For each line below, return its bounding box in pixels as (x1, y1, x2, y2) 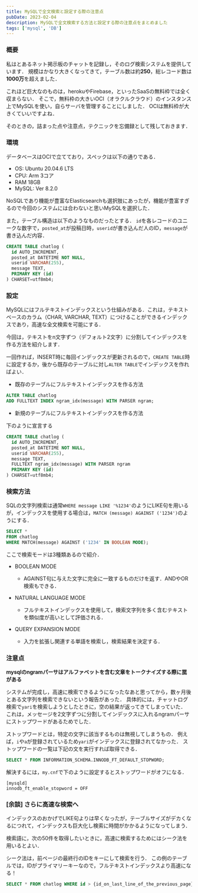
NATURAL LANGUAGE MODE (14, 594, 86, 601)
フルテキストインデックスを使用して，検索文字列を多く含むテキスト (23, 606, 188, 613)
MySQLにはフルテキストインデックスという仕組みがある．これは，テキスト (6, 306, 189, 313)
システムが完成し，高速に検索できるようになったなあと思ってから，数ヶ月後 (6, 689, 192, 696)
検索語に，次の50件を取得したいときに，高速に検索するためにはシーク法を (6, 834, 187, 842)
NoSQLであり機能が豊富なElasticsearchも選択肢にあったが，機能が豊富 (6, 197, 180, 204)
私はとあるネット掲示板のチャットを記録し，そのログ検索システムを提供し (6, 60, 187, 67)
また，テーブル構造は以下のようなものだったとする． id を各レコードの (6, 217, 178, 224)
